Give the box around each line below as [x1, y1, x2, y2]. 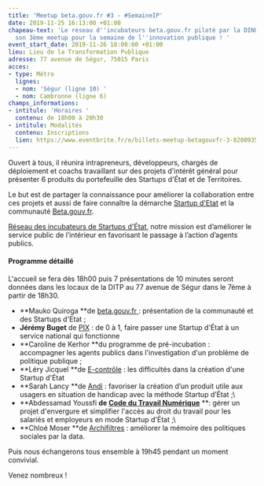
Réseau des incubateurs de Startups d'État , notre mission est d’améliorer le [8, 221, 252, 231]
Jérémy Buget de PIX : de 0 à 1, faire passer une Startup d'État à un [19, 322, 240, 332]
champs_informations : [8, 99, 79, 107]
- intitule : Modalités [8, 121, 82, 129]
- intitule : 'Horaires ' [8, 107, 90, 115]
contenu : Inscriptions [15, 128, 90, 136]
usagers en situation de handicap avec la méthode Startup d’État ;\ [19, 389, 236, 399]
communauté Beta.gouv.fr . [8, 206, 94, 216]
